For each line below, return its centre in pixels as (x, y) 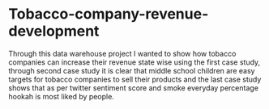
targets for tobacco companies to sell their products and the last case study (135, 79)
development (54, 31)
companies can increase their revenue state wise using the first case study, (134, 62)
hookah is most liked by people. (62, 96)
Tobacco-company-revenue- (109, 14)
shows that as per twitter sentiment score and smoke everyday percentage (134, 88)
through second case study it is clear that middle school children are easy (132, 70)
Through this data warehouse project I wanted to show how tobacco (122, 53)
